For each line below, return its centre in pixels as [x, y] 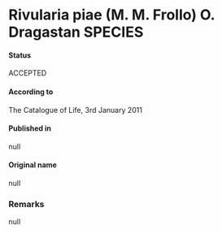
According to [31, 92]
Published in [30, 128]
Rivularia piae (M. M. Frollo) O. [112, 15]
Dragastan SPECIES [76, 32]
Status [20, 55]
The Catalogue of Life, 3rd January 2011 [75, 110]
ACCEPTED [28, 73]
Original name [33, 165]
